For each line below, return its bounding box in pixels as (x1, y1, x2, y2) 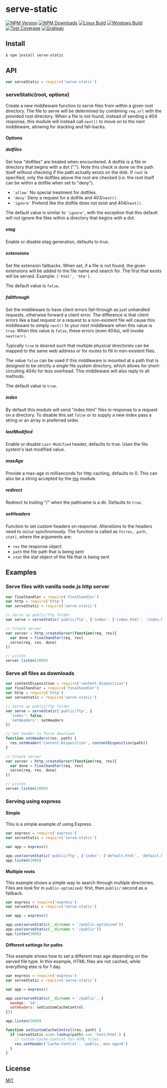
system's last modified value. (5, 446, 65, 452)
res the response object (12, 543, 62, 549)
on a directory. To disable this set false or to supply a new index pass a (5, 412, 152, 418)
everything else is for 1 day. (5, 964, 61, 970)
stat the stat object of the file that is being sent (12, 554, 110, 560)
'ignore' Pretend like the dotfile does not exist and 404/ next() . (12, 200, 143, 206)
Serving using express (5, 797, 61, 804)
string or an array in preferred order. (5, 418, 80, 423)
